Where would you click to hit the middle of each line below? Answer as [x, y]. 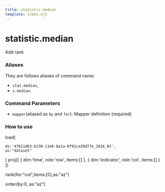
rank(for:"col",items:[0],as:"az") [37, 175]
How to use [19, 127]
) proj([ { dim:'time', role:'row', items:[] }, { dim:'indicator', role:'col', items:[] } [83, 160]
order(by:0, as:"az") [25, 184]
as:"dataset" [19, 151]
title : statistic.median [31, 10]
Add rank [14, 52]
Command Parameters [33, 103]
